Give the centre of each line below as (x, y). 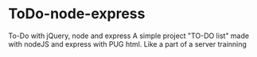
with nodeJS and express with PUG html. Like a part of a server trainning (127, 44)
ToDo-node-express (77, 14)
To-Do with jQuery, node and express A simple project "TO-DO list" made (128, 36)
